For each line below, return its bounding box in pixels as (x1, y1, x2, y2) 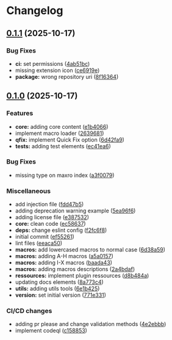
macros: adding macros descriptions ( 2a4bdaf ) (15, 266, 135, 273)
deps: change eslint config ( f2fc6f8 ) (15, 226, 107, 234)
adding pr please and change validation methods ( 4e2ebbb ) (15, 320, 167, 328)
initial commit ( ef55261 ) (15, 233, 74, 241)
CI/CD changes (6, 306, 52, 315)
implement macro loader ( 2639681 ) (15, 129, 104, 137)
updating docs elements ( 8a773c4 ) (15, 278, 104, 286)
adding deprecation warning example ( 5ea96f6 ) (15, 207, 136, 214)
